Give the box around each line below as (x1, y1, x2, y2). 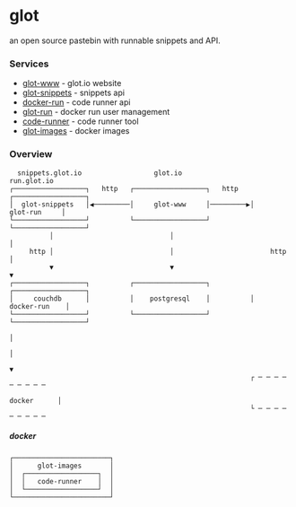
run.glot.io (9, 176, 54, 185)
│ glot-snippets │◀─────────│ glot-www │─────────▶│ (9, 199, 255, 209)
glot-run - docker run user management (22, 107, 170, 118)
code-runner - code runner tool (22, 116, 139, 127)
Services (9, 57, 49, 70)
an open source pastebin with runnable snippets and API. (9, 35, 222, 46)
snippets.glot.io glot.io (17, 168, 182, 178)
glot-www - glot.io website (22, 78, 122, 89)
